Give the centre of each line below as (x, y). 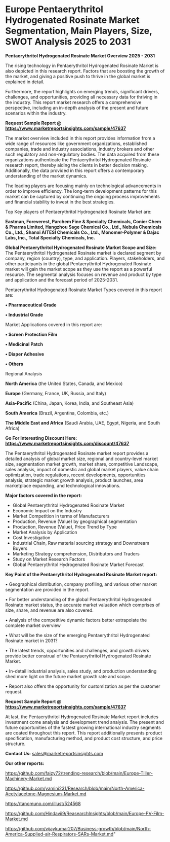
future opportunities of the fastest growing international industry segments (83, 727)
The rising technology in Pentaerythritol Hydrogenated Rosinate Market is (82, 65)
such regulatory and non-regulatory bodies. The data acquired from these (82, 154)
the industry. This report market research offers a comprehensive (73, 102)
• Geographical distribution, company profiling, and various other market (81, 584)
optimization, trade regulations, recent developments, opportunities (75, 475)
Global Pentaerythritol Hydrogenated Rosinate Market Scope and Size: (81, 248)
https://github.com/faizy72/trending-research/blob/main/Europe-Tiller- (79, 773)
